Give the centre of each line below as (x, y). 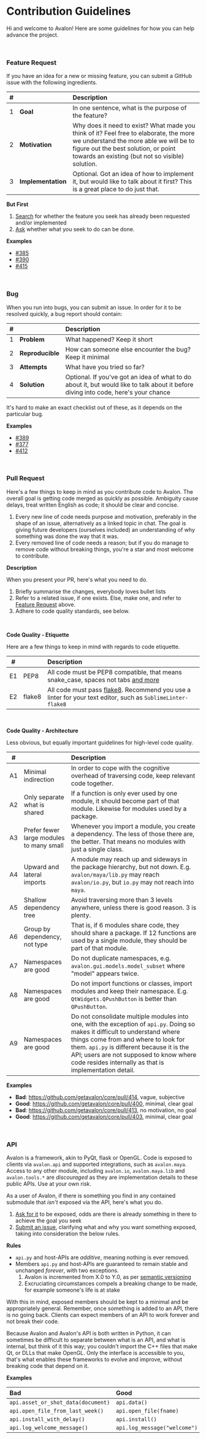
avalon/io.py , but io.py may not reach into (132, 882)
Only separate (44, 797)
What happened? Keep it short (109, 339)
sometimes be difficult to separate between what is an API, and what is (96, 1340)
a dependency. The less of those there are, (133, 834)
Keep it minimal (87, 357)
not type (36, 944)
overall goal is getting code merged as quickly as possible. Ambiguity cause (102, 498)
